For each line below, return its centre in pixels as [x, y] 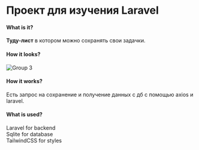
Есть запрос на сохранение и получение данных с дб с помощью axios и [100, 94]
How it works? [25, 81]
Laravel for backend [31, 128]
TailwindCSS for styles [34, 140]
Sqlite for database [30, 134]
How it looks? [23, 54]
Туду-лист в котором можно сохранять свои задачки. [76, 41]
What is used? [25, 115]
